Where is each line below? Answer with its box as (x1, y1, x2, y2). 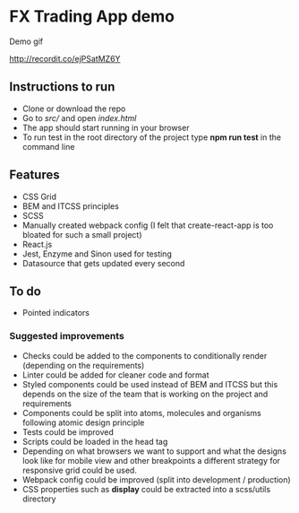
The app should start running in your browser (21, 122, 190, 133)
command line (21, 141, 75, 152)
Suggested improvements (9, 330, 125, 343)
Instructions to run (9, 79, 115, 95)
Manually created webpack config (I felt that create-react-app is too (21, 220, 274, 230)
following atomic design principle (21, 417, 145, 428)
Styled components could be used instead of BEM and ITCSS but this (21, 378, 278, 389)
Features (9, 168, 60, 183)
